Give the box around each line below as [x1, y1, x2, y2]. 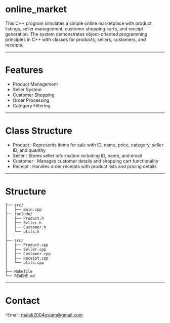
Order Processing [12, 97, 50, 103]
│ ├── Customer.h [5, 224, 47, 230]
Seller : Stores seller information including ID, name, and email [12, 152, 142, 158]
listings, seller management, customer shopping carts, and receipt [5, 25, 143, 31]
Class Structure [5, 125, 72, 137]
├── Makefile [5, 269, 33, 274]
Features [5, 64, 44, 76]
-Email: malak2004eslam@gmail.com [5, 311, 83, 317]
